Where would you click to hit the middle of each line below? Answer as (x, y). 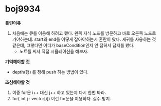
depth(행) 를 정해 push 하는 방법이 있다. (50, 72)
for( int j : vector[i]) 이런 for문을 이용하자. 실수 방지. (62, 98)
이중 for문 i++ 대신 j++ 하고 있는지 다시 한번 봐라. (59, 92)
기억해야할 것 (18, 61)
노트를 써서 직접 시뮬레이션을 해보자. (54, 51)
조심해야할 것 (18, 82)
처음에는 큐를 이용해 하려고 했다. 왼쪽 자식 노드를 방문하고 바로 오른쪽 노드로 (84, 33)
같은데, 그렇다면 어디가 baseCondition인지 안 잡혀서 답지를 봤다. (73, 45)
